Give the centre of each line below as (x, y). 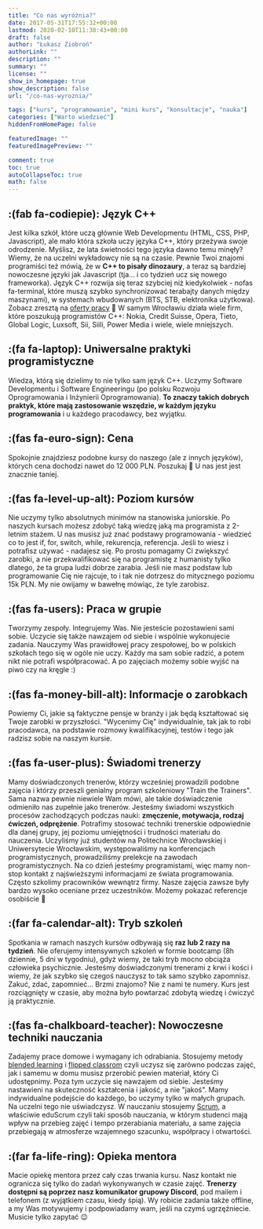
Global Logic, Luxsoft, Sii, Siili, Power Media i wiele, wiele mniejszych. (121, 324)
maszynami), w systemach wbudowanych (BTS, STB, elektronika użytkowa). (131, 299)
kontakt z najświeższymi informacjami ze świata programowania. (129, 873)
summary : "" (27, 67)
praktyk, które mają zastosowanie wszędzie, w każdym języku (112, 405)
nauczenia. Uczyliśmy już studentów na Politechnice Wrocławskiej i (117, 840)
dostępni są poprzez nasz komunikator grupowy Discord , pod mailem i (125, 1192)
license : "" (27, 74)
